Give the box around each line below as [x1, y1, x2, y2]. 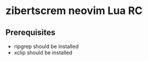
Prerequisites [5, 27, 56, 37]
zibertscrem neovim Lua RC [5, 4, 143, 18]
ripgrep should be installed [13, 43, 79, 50]
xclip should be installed [13, 49, 73, 56]
